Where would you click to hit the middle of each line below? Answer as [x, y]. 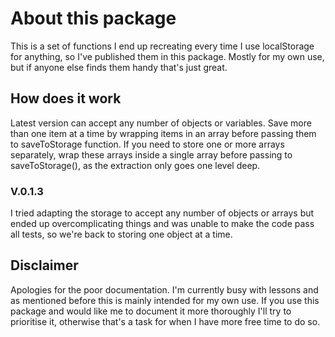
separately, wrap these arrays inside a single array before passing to [151, 154]
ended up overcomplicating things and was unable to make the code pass [162, 224]
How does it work [66, 98]
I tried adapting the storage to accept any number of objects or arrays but [162, 213]
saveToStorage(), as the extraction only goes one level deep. [135, 165]
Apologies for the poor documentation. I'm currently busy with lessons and [164, 289]
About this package [93, 18]
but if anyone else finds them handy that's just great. [119, 67]
